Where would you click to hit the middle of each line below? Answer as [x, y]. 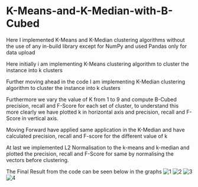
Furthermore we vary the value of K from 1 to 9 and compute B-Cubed [92, 99]
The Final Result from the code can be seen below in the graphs [84, 171]
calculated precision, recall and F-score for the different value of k [87, 136]
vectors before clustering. [38, 160]
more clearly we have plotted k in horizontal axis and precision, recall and [95, 112]
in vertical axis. [40, 118]
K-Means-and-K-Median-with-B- [90, 11]
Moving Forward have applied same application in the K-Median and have [95, 130]
